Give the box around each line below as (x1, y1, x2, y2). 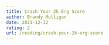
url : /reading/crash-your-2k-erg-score (6, 30, 104, 36)
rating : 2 (6, 25, 30, 31)
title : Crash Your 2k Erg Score (6, 8, 85, 15)
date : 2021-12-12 (6, 19, 49, 25)
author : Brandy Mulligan (6, 14, 67, 20)
